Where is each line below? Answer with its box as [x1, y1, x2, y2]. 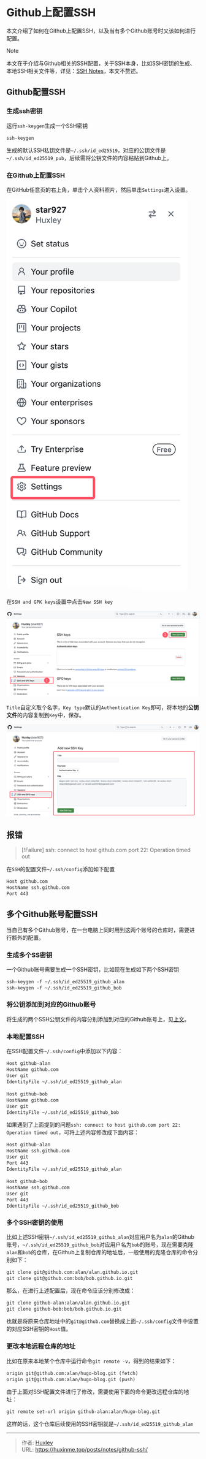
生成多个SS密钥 [6, 951, 53, 959]
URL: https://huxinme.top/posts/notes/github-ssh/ [21, 1446, 148, 1453]
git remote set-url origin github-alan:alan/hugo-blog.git [6, 1408, 161, 1415]
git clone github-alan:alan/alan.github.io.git [6, 1300, 131, 1306]
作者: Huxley [21, 1439, 53, 1446]
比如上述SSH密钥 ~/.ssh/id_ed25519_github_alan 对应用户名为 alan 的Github [6, 1233, 195, 1241]
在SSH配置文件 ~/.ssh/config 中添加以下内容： [6, 1048, 123, 1055]
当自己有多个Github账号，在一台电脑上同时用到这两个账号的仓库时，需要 [6, 926, 190, 934]
